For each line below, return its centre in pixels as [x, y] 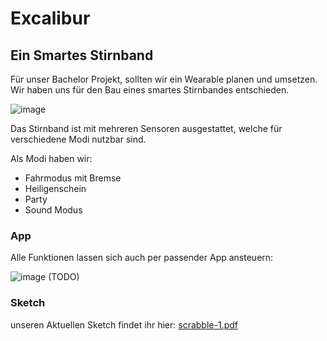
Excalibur [50, 18]
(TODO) [64, 277]
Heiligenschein [55, 188]
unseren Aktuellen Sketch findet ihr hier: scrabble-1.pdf [124, 324]
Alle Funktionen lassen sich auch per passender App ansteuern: [142, 258]
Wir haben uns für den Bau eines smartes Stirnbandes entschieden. [150, 90]
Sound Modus [53, 210]
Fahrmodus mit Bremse [73, 178]
